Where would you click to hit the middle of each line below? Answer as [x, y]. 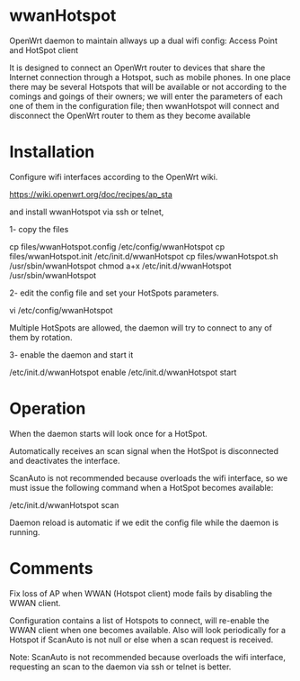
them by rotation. [41, 337]
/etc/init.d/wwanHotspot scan [64, 504]
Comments [51, 568]
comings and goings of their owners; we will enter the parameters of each [146, 96]
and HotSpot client [44, 50]
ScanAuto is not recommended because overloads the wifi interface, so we [149, 477]
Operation [48, 409]
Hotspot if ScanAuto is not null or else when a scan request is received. [141, 640]
